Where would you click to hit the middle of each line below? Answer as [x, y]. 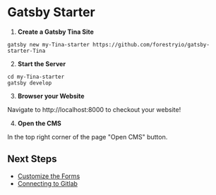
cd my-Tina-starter [36, 77]
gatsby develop [30, 83]
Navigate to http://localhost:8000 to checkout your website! [94, 109]
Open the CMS [39, 123]
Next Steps [32, 159]
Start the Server [41, 63]
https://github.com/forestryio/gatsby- [151, 44]
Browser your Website [51, 96]
